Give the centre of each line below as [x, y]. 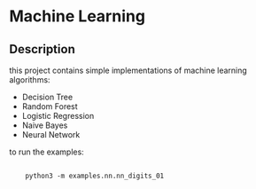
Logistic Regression [58, 116]
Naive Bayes [45, 125]
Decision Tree [47, 97]
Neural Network [51, 134]
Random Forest [50, 106]
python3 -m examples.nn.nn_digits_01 [95, 176]
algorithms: [30, 80]
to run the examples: [47, 152]
